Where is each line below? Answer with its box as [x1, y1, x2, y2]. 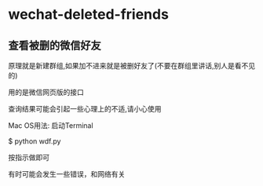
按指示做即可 [8, 153, 49, 162]
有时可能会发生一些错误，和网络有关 [8, 170, 126, 178]
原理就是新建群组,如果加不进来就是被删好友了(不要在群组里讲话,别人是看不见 [8, 61, 256, 70]
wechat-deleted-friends [8, 5, 169, 24]
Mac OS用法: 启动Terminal [8, 121, 93, 130]
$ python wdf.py [8, 137, 61, 146]
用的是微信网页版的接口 [8, 88, 84, 97]
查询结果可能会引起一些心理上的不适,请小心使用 [8, 104, 163, 113]
